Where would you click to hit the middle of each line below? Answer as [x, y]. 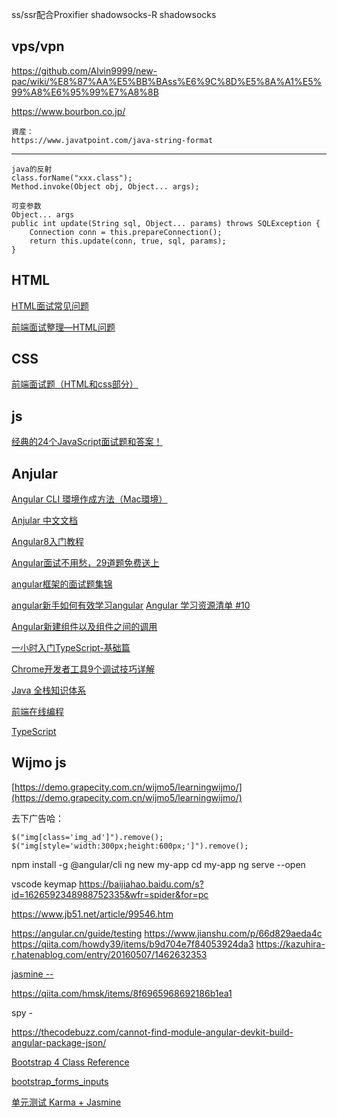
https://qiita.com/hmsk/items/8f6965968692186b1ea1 [122, 993]
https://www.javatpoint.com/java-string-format [112, 140]
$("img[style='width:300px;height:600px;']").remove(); [130, 846]
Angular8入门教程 [47, 542]
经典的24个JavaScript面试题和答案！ [87, 442]
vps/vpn [38, 46]
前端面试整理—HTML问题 [63, 327]
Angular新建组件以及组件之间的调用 [84, 627]
